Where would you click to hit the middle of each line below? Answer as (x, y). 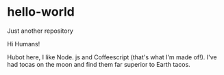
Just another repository (40, 31)
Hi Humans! (24, 44)
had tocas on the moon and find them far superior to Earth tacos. (99, 64)
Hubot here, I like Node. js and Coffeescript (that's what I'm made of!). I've (112, 57)
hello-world (41, 12)
